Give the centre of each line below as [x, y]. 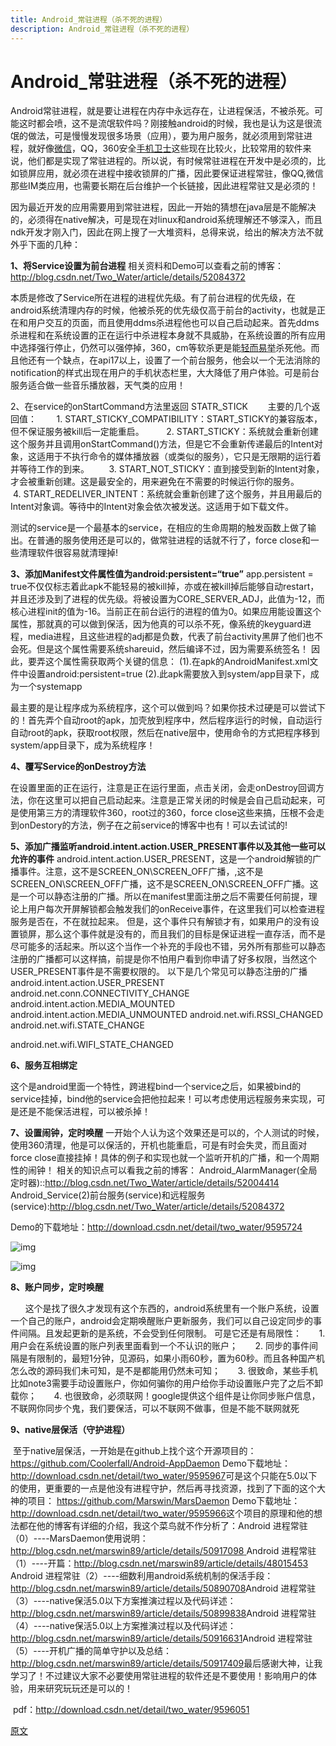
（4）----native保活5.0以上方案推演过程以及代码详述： [123, 1626]
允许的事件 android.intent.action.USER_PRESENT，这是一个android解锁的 [161, 859]
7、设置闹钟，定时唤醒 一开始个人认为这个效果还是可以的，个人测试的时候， [167, 1133]
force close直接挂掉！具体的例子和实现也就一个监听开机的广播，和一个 [156, 1158]
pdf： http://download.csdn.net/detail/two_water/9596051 [131, 1710]
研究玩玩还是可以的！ [88, 1688]
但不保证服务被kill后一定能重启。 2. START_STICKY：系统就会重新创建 [164, 432]
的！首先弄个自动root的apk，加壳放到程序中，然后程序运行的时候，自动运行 [166, 720]
